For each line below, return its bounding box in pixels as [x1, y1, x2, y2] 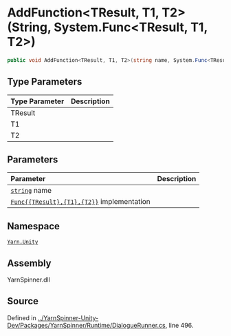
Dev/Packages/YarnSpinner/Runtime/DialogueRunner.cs [7, 321, 166, 329]
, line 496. [165, 321, 194, 329]
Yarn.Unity [7, 239, 38, 246]
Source [7, 295, 39, 307]
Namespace [7, 220, 60, 232]
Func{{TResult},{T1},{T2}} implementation [10, 197, 151, 207]
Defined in [7, 313, 36, 322]
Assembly [7, 257, 52, 269]
